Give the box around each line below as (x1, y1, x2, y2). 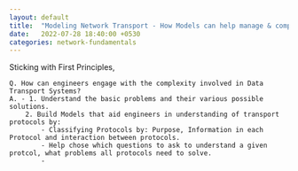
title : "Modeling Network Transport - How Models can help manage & (9, 21, 272, 30)
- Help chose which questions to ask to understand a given (41, 141, 268, 151)
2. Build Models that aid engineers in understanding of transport (25, 110, 279, 120)
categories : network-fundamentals (9, 37, 137, 47)
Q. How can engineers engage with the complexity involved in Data (9, 79, 264, 89)
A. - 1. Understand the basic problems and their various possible (9, 95, 264, 104)
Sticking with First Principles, (9, 62, 115, 73)
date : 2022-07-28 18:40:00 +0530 (9, 29, 141, 38)
